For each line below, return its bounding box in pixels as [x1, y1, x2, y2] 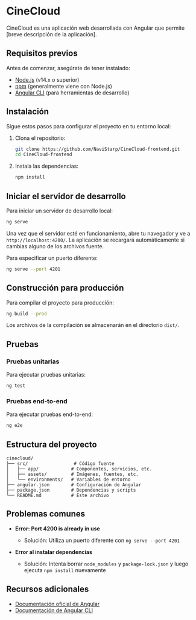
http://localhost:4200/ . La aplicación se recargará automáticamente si [6, 236, 185, 243]
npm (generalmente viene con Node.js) [14, 82, 113, 90]
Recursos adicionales [6, 584, 89, 595]
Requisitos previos [6, 48, 78, 59]
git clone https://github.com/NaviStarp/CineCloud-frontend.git [14, 146, 180, 152]
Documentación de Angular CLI [14, 607, 93, 614]
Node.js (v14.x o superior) [14, 76, 80, 83]
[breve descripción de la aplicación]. [6, 30, 98, 38]
